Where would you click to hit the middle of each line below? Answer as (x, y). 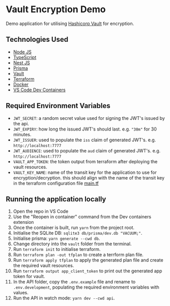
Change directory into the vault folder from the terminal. (72, 244)
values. (21, 293)
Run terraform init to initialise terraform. (57, 249)
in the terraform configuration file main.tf (56, 183)
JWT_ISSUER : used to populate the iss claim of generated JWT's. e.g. (84, 140)
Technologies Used (37, 40)
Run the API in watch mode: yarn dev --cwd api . (64, 298)
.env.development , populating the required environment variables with (86, 287)
